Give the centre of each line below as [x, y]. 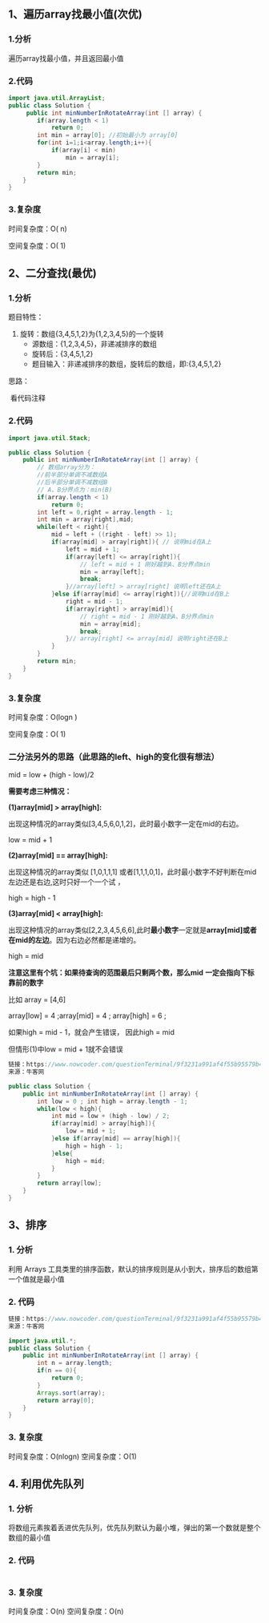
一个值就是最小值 [36, 1279]
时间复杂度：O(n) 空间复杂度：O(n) [66, 1611]
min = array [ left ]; [112, 571]
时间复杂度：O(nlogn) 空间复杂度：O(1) [73, 1456]
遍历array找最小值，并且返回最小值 [66, 58]
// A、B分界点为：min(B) [75, 490]
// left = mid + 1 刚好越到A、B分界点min [145, 564]
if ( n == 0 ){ [57, 1371]
